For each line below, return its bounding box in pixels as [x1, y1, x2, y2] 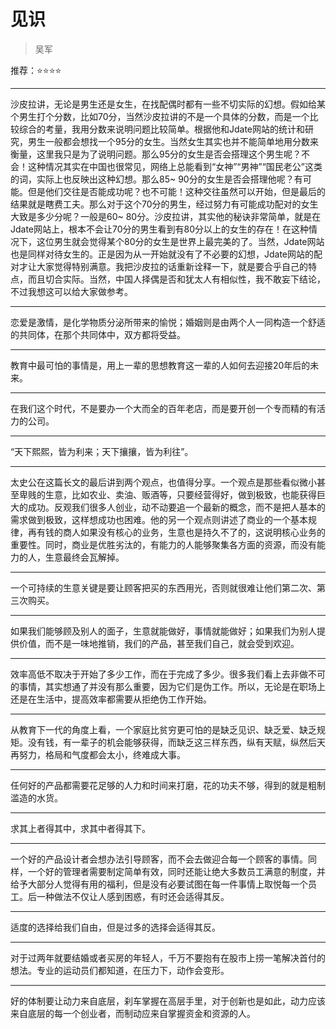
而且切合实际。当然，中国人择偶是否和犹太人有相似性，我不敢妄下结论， [27, 273, 326, 285]
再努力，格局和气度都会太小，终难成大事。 [10, 748, 186, 760]
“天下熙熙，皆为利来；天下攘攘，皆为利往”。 [10, 445, 194, 457]
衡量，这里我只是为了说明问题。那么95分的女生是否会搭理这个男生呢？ [10, 148, 302, 160]
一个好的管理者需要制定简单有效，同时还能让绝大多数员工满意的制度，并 [27, 865, 326, 877]
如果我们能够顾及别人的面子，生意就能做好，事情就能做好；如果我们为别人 [10, 625, 317, 637]
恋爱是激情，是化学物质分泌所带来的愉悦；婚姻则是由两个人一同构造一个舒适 [10, 316, 326, 328]
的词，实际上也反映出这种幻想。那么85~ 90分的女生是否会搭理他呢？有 [10, 173, 303, 185]
